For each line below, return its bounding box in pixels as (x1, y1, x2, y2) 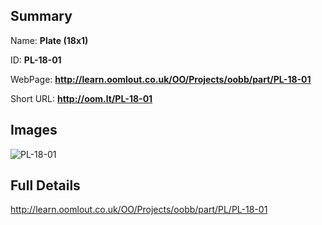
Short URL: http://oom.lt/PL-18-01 (10, 92, 153, 104)
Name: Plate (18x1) (10, 34, 89, 46)
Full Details (10, 177, 81, 194)
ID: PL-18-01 (10, 54, 62, 66)
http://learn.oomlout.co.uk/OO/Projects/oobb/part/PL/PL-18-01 (10, 204, 268, 216)
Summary (10, 8, 73, 25)
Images (10, 122, 58, 139)
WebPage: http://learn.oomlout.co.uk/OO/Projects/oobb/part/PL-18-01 (10, 73, 312, 85)
